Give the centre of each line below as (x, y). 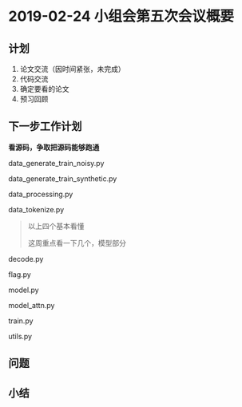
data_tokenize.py (36, 209)
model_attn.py (32, 305)
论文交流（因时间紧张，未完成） (72, 69)
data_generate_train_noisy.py (56, 163)
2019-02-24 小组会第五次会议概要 (121, 16)
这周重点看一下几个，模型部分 (77, 243)
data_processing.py (41, 194)
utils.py (20, 336)
